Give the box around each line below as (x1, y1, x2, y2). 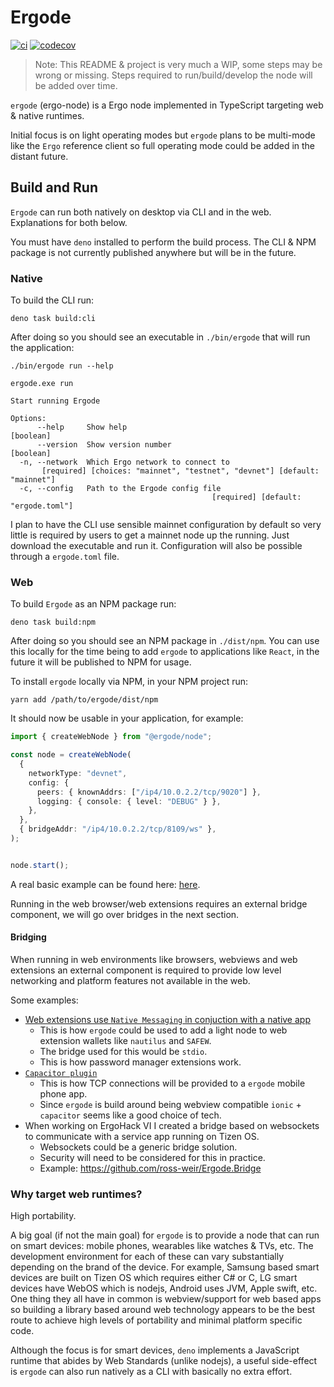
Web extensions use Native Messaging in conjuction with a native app (24, 1014, 311, 1026)
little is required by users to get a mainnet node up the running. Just (10, 529, 290, 541)
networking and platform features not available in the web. (10, 975, 251, 987)
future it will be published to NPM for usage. (10, 656, 192, 668)
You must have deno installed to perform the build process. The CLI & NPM (10, 236, 317, 248)
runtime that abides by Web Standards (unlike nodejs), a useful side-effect (10, 1355, 318, 1367)
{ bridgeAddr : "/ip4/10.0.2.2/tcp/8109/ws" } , (19, 824, 217, 835)
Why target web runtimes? (10, 1187, 143, 1201)
